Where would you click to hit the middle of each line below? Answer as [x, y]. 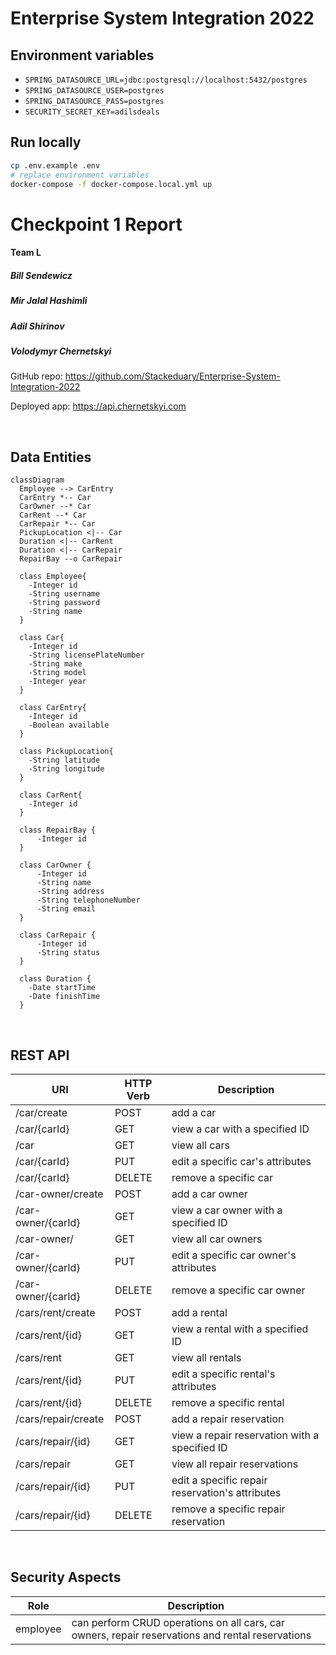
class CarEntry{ [53, 708]
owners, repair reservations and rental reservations [191, 1635]
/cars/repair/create [60, 1419]
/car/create [41, 1112]
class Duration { [55, 979]
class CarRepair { [58, 935]
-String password [64, 603]
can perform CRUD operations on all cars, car [178, 1622]
